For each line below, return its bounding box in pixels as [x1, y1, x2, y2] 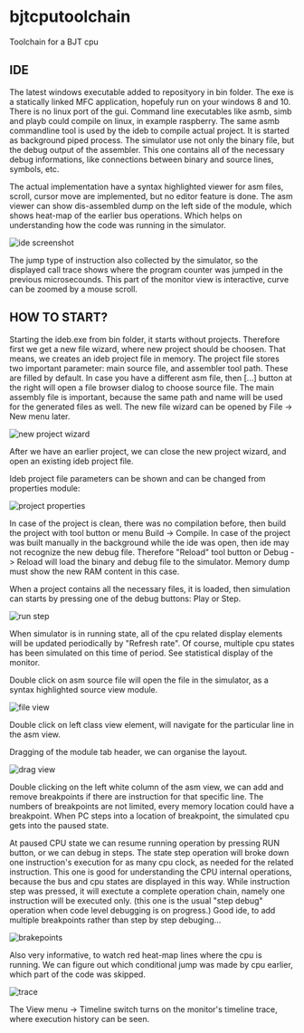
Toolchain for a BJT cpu [9, 36, 100, 47]
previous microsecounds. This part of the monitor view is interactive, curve [9, 273, 290, 284]
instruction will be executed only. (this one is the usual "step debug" [9, 894, 264, 906]
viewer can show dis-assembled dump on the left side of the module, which [9, 200, 292, 211]
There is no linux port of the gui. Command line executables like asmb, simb [9, 106, 292, 117]
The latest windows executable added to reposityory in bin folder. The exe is [9, 86, 294, 97]
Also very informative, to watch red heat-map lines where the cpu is [9, 949, 262, 961]
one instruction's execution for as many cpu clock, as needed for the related [9, 856, 294, 867]
